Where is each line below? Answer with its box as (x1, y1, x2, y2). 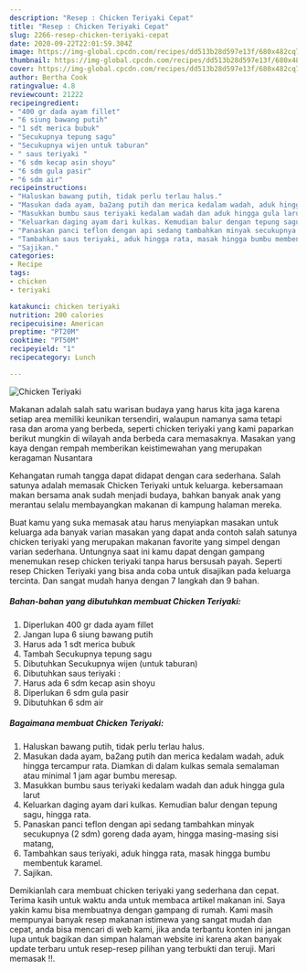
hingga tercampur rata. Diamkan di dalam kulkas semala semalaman (22, 760, 280, 771)
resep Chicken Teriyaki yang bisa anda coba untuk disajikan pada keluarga (9, 565, 291, 576)
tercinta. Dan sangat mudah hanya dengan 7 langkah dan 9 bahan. (9, 575, 260, 586)
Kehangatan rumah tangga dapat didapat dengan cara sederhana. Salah (9, 470, 281, 481)
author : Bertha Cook (9, 73, 89, 82)
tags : (9, 269, 30, 278)
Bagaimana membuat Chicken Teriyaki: (9, 718, 164, 729)
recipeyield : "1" (9, 345, 76, 354)
